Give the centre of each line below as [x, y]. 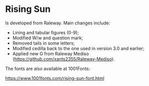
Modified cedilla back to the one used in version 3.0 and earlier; [78, 48]
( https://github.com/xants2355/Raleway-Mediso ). [63, 59]
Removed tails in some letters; [44, 43]
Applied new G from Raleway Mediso [51, 54]
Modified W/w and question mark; [48, 38]
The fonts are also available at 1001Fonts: [48, 69]
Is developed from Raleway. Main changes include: [58, 23]
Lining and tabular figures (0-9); [46, 32]
